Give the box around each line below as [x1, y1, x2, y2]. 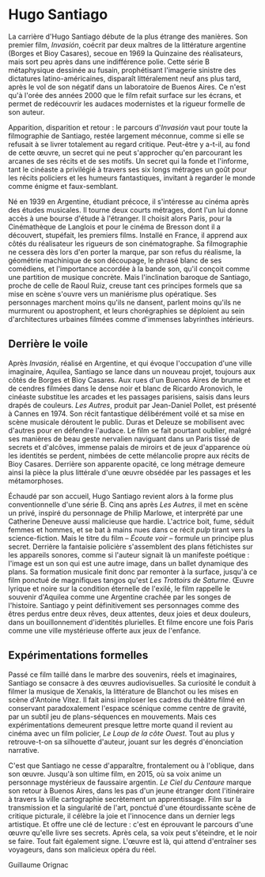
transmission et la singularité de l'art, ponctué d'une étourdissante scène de [8, 803, 256, 812]
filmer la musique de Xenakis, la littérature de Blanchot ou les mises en [8, 686, 239, 696]
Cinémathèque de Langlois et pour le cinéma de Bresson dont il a [8, 221, 221, 231]
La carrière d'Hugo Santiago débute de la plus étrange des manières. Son [8, 32, 248, 41]
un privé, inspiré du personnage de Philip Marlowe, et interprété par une [8, 508, 244, 517]
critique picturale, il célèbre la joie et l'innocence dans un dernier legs [8, 811, 236, 820]
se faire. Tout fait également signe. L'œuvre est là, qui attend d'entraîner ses [8, 836, 257, 845]
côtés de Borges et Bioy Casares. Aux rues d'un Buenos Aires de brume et [8, 375, 251, 384]
